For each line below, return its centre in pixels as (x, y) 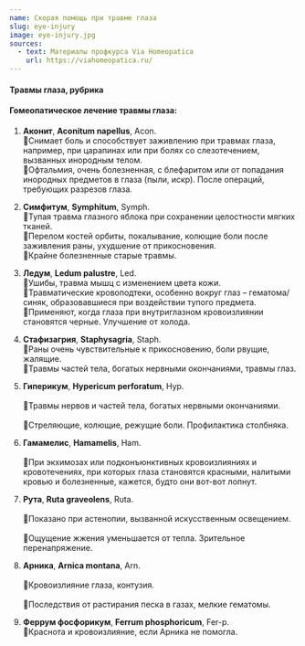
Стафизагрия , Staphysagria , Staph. (92, 339)
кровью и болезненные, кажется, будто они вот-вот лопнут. (140, 482)
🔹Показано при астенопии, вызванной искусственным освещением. (157, 518)
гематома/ (269, 292)
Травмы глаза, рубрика (57, 90)
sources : (26, 43)
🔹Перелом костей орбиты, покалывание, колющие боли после (145, 236)
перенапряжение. (58, 547)
